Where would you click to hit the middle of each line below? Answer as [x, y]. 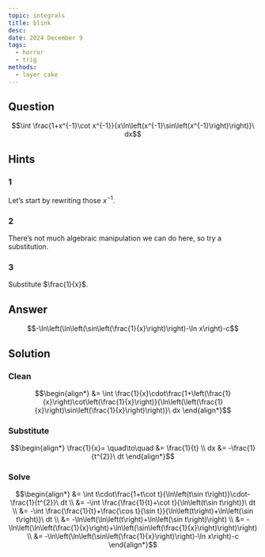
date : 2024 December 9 [45, 38]
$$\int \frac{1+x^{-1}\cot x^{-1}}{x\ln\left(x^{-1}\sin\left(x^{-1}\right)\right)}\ [133, 126]
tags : [17, 45]
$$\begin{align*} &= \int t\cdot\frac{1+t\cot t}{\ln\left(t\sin [109, 494]
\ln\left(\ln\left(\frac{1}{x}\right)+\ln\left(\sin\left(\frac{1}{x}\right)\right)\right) [133, 528]
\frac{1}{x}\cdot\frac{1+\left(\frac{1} [173, 393]
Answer [28, 309]
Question [31, 107]
